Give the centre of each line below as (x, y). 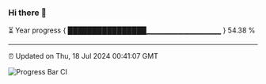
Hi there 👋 (28, 13)
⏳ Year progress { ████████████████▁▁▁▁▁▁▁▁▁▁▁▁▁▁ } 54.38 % (132, 30)
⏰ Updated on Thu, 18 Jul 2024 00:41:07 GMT (83, 56)
